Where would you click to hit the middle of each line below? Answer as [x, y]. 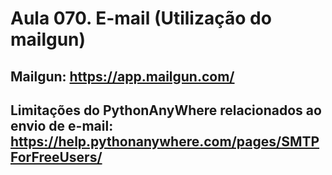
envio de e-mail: [62, 125]
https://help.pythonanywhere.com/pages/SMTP [165, 141]
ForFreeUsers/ [56, 157]
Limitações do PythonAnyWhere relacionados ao [166, 110]
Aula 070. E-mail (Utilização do [141, 18]
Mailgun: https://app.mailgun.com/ [122, 76]
